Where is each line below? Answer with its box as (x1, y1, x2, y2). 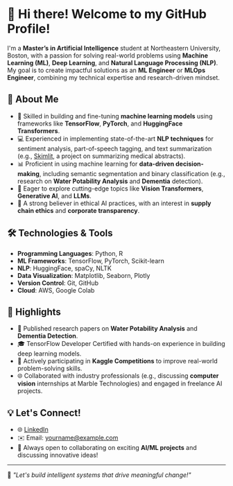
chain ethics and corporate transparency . (17, 206, 140, 214)
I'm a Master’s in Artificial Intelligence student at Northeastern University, (7, 44, 221, 52)
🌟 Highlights (7, 306, 61, 318)
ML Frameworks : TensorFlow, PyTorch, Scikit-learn (17, 257, 165, 265)
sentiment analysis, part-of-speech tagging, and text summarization (17, 144, 212, 153)
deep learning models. (17, 349, 82, 358)
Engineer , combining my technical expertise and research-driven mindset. (7, 73, 221, 82)
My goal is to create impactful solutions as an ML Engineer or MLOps (7, 66, 206, 74)
